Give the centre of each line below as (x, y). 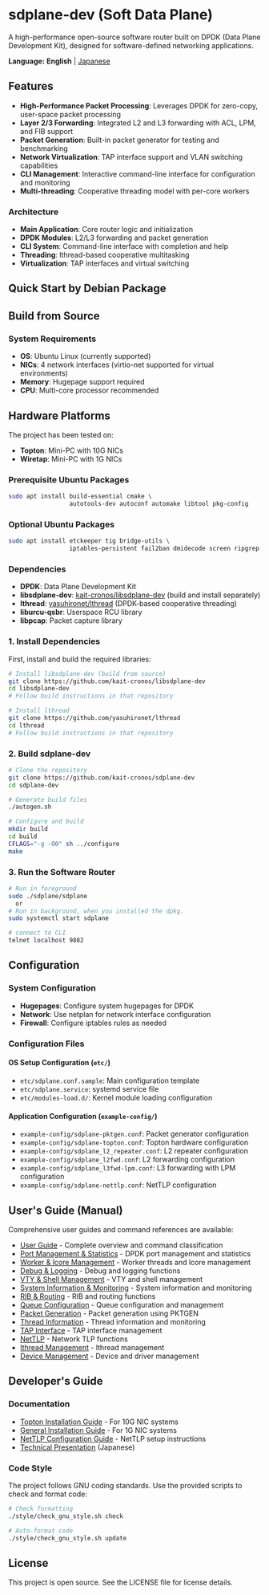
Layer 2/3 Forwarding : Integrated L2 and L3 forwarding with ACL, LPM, (138, 123)
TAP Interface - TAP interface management (91, 1330)
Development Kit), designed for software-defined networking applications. (131, 45)
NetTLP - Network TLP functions (74, 1339)
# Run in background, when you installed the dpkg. (96, 911)
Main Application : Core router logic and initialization (106, 230)
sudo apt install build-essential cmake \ (80, 496)
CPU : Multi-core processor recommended (89, 390)
